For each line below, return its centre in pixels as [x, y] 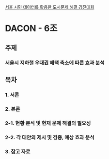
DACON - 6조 [31, 29]
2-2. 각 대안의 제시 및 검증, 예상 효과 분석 [50, 137]
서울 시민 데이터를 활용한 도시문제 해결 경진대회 [50, 7]
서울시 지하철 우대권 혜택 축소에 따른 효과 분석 [55, 63]
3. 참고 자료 [18, 151]
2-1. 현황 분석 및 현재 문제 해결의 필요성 [48, 123]
